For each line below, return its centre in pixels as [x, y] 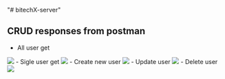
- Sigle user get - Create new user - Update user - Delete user [117, 61]
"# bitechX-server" [34, 10]
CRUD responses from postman [76, 31]
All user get [33, 48]
